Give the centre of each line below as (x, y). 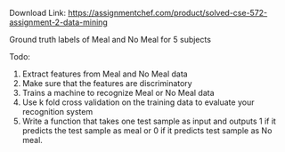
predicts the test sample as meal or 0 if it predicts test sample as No (147, 131)
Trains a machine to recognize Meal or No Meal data (118, 93)
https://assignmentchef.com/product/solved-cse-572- (168, 13)
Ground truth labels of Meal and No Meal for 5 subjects (110, 40)
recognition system (57, 112)
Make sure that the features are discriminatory (107, 83)
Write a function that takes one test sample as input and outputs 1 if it (149, 121)
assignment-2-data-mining (59, 22)
